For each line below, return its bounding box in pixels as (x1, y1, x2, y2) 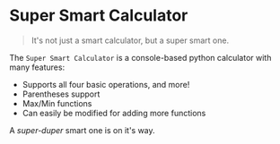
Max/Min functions (22, 97, 92, 108)
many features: (9, 62, 66, 72)
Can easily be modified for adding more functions (22, 107, 206, 118)
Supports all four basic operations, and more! (22, 79, 190, 89)
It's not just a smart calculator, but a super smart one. (31, 35, 230, 46)
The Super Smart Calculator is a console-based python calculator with (9, 52, 272, 63)
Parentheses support (22, 89, 101, 99)
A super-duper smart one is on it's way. (9, 124, 155, 135)
